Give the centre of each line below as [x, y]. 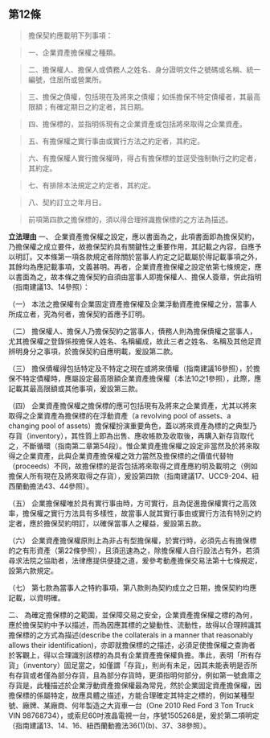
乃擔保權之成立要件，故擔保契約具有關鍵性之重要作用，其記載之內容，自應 [131, 246]
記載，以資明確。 [37, 597]
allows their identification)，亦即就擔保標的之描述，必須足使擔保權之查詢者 [132, 645]
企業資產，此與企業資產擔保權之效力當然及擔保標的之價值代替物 [128, 456]
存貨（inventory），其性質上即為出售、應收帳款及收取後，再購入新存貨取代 [131, 435]
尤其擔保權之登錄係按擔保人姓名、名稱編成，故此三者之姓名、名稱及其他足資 [135, 341]
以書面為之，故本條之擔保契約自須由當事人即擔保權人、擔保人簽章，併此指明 [135, 277]
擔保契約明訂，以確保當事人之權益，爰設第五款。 [124, 523]
